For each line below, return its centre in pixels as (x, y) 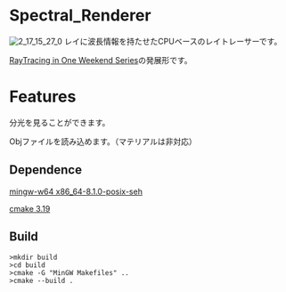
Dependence (46, 170)
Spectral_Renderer (80, 16)
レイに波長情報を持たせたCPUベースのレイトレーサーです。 (173, 41)
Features (43, 97)
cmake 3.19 (30, 208)
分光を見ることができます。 (60, 122)
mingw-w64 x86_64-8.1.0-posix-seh (76, 191)
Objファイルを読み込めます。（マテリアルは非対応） (103, 141)
